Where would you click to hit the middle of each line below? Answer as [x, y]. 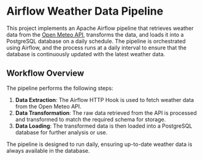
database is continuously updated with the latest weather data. [86, 54]
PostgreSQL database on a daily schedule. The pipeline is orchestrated [96, 41]
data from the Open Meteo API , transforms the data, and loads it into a [95, 34]
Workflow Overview [45, 74]
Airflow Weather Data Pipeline [85, 11]
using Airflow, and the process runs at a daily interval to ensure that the [97, 48]
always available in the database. [48, 150]
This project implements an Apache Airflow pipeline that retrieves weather [100, 28]
